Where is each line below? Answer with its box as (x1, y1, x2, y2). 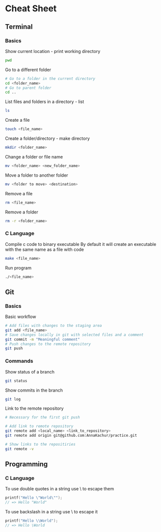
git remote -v (5, 446, 34, 452)
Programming (5, 460, 48, 469)
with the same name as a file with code (5, 246, 84, 252)
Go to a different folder (5, 67, 52, 73)
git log (5, 397, 21, 401)
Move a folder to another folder (5, 172, 68, 178)
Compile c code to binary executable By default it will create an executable (5, 241, 157, 247)
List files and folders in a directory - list (5, 99, 84, 105)
